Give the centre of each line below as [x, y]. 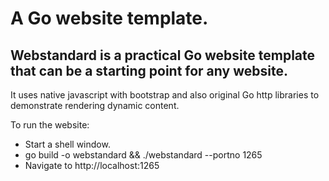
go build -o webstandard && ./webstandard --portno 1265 [143, 155]
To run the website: [50, 125]
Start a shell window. [67, 144]
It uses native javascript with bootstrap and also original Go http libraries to [165, 95]
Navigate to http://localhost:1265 [92, 165]
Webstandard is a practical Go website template [163, 55]
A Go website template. [109, 18]
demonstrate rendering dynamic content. [95, 105]
